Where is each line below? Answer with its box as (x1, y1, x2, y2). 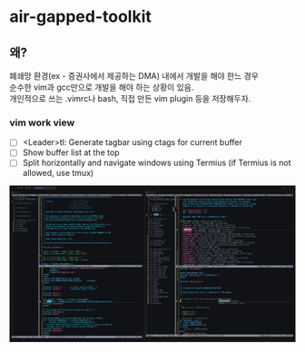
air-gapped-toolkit (9, 6, 152, 27)
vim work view (9, 116, 75, 129)
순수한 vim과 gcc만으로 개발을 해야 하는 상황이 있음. (9, 82, 194, 93)
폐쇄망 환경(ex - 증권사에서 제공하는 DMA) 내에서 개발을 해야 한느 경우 (9, 71, 259, 81)
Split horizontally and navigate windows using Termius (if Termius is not (22, 157, 292, 169)
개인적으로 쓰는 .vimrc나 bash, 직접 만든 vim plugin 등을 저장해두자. (9, 93, 251, 103)
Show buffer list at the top (22, 147, 120, 158)
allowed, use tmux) (22, 168, 94, 179)
